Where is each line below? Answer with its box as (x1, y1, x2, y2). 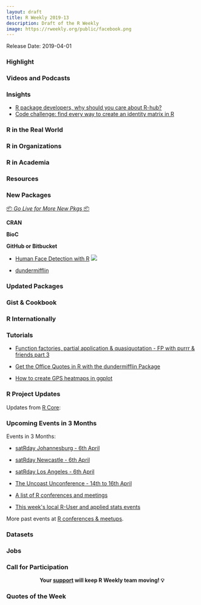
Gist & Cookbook (6, 298, 57, 307)
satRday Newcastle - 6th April (15, 456, 90, 463)
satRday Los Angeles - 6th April (15, 468, 95, 476)
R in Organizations (6, 142, 62, 151)
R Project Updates (6, 390, 61, 398)
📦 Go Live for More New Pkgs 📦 (6, 205, 90, 213)
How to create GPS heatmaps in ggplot (15, 375, 113, 382)
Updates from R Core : (6, 403, 61, 411)
